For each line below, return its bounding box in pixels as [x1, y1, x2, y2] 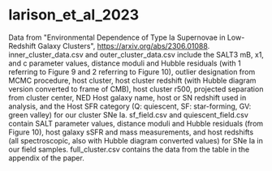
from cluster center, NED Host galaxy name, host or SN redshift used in [8, 92, 247, 102]
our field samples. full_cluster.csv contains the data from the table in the [8, 144, 250, 154]
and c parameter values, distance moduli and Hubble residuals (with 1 [8, 58, 241, 68]
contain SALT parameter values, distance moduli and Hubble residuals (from [8, 118, 264, 128]
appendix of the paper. [8, 152, 85, 163]
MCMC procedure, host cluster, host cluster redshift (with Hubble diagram [8, 75, 257, 85]
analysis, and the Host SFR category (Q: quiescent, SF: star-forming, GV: [8, 101, 252, 111]
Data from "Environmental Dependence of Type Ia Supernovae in [8, 32, 226, 42]
